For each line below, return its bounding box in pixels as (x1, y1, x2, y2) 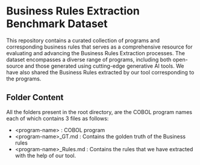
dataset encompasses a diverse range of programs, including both (6, 56, 172, 63)
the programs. (6, 75, 42, 82)
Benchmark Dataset (6, 17, 108, 31)
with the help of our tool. (14, 152, 77, 159)
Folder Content (6, 92, 64, 103)
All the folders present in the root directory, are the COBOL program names (6, 108, 193, 115)
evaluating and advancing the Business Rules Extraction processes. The (6, 49, 186, 56)
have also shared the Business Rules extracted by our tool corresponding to (6, 68, 195, 76)
